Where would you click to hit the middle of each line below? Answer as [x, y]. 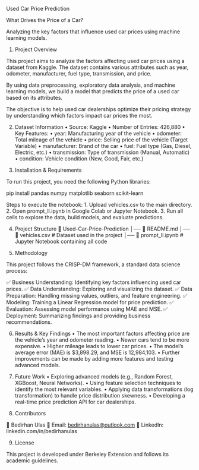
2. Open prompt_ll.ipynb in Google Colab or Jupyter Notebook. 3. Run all [94, 211]
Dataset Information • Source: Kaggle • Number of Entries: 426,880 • [100, 127]
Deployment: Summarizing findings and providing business [78, 316]
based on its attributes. [34, 98]
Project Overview [36, 49]
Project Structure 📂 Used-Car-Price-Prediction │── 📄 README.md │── [102, 229]
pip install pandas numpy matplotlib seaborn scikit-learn [75, 193]
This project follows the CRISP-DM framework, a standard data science [93, 264]
